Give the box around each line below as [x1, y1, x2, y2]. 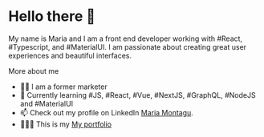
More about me [8, 66, 59, 75]
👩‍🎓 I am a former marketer [19, 82, 108, 91]
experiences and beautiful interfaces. [8, 50, 132, 60]
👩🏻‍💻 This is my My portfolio [19, 119, 112, 129]
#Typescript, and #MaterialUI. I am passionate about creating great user [8, 42, 247, 51]
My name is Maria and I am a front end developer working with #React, [8, 34, 243, 43]
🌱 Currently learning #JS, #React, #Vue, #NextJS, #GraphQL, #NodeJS [19, 90, 256, 99]
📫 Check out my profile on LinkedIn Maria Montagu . [19, 107, 194, 117]
